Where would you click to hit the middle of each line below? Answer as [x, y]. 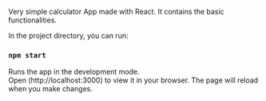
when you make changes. [51, 89]
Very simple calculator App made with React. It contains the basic [117, 12]
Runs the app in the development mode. [74, 72]
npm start [27, 55]
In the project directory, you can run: [68, 36]
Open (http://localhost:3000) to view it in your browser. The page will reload [133, 80]
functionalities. [33, 20]
